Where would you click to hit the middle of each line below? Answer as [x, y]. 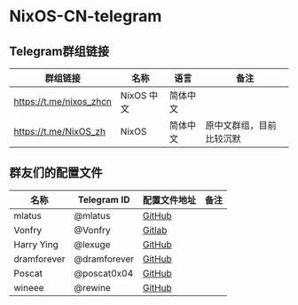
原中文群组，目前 [241, 125]
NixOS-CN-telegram [86, 16]
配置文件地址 [169, 199]
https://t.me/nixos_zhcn [63, 102]
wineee [29, 287]
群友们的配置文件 [56, 173]
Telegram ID [104, 199]
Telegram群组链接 [59, 51]
